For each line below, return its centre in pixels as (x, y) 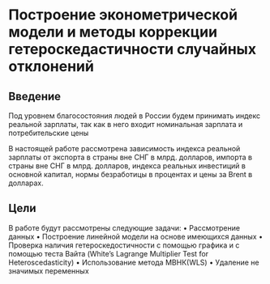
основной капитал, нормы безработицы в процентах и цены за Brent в (131, 174)
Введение (35, 96)
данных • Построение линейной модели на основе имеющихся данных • (136, 236)
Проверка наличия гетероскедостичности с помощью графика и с (124, 245)
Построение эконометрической (123, 15)
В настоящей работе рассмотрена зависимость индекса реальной (124, 148)
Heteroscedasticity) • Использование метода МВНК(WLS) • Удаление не (134, 262)
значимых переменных (49, 271)
